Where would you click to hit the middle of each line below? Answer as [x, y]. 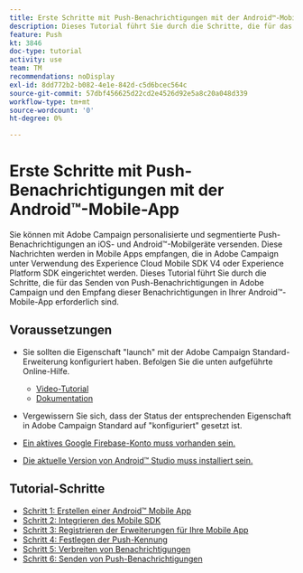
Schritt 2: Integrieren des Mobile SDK [92, 520]
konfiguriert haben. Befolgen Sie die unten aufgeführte [171, 362]
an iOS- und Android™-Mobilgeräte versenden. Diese [184, 244]
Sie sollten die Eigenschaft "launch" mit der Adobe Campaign [136, 352]
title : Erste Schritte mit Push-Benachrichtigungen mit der [125, 18]
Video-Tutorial [62, 389]
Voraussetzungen [61, 330]
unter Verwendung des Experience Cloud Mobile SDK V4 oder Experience [147, 264]
